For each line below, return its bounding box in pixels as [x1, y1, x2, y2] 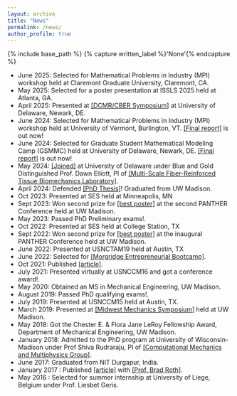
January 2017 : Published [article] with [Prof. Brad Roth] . [17, 365, 183, 374]
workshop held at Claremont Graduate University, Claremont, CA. [17, 79, 209, 87]
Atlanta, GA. [17, 94, 53, 102]
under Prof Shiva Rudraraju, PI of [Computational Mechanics [45, 343, 222, 352]
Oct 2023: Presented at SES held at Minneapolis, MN [17, 192, 173, 200]
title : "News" [7, 17, 50, 24]
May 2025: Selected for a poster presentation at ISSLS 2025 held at [17, 86, 216, 95]
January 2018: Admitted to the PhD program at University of [17, 336, 194, 344]
